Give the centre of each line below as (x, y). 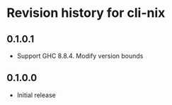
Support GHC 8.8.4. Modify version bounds (80, 56)
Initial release (36, 95)
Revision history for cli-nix (86, 13)
